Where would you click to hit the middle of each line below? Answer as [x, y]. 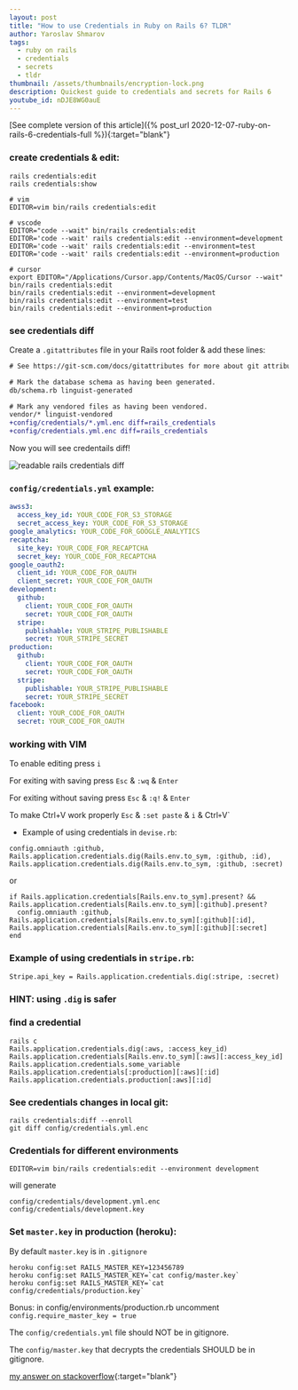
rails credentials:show [53, 184]
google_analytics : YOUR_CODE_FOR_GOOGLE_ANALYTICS [105, 532]
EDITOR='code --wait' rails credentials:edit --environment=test [132, 246]
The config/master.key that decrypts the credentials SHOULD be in [132, 1349]
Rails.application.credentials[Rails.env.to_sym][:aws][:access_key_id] [146, 1056]
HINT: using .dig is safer [63, 998]
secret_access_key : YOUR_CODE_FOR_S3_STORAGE [103, 524]
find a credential [45, 1022]
